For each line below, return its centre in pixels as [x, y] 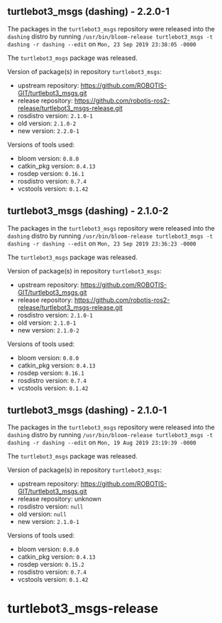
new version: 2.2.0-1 [48, 130]
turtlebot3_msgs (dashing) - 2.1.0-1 [87, 410]
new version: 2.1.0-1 [48, 522]
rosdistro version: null [50, 507]
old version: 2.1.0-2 [47, 123]
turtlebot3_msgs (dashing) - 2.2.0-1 [89, 12]
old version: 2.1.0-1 [47, 323]
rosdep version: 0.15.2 [51, 565]
